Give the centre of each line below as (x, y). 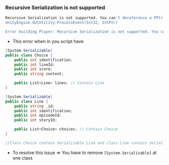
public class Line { (27, 101)
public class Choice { (29, 55)
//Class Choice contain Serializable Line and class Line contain (76, 143)
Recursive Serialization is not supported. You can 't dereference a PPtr (84, 18)
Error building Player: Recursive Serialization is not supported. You (82, 32)
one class (22, 158)
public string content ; (39, 74)
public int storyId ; (36, 120)
